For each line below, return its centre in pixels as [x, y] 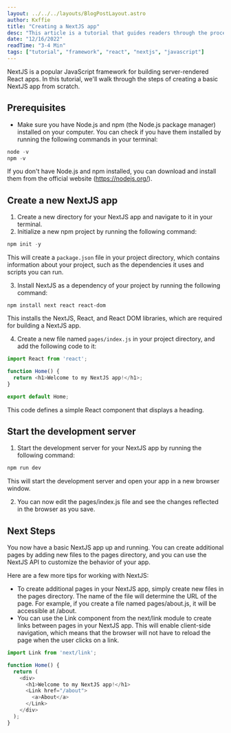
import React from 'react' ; [47, 359]
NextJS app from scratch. [44, 86]
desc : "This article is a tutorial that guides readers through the [107, 33]
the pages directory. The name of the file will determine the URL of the [117, 596]
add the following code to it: [57, 346]
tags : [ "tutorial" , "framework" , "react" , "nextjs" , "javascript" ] [106, 52]
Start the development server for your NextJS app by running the [109, 448]
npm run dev [24, 468]
